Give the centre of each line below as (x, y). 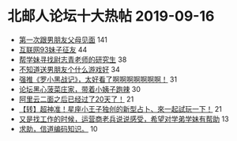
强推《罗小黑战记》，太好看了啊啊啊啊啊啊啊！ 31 (98, 79)
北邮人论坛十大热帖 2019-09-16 (111, 16)
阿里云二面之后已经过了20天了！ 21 (76, 99)
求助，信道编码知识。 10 (58, 128)
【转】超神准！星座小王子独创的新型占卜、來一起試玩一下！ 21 (120, 109)
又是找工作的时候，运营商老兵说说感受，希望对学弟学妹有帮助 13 (124, 119)
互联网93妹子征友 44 (53, 49)
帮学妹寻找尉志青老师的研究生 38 (73, 59)
